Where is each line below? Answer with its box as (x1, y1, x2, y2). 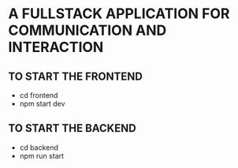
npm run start (19, 151, 65, 160)
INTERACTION (8, 39, 104, 56)
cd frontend (19, 91, 58, 99)
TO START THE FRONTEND (8, 69, 143, 83)
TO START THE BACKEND (8, 121, 136, 135)
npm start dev (19, 99, 65, 108)
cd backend (19, 143, 59, 152)
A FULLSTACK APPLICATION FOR (8, 5, 230, 23)
